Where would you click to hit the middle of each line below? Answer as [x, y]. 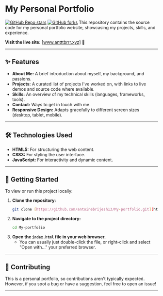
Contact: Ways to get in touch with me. [51, 104]
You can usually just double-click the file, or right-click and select [85, 242]
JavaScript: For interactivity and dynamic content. [62, 160]
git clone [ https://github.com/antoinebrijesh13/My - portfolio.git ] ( [83, 210]
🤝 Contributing [28, 267]
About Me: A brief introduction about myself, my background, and [78, 73]
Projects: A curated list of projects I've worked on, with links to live [79, 84]
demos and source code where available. [53, 89]
